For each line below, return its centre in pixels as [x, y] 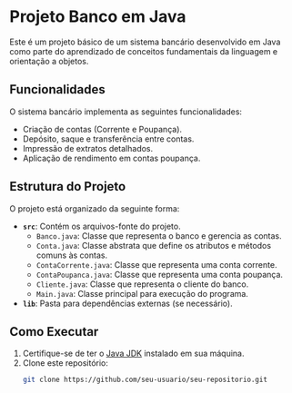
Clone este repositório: [65, 363]
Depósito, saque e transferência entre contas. [108, 139]
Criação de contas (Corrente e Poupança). [102, 129]
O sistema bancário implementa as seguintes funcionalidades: [126, 112]
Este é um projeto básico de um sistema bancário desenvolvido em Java [145, 42]
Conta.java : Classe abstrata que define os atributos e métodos [153, 245]
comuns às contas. [71, 255]
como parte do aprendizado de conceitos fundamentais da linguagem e [144, 51]
